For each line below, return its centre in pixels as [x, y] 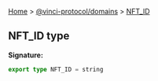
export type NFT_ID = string [56, 69]
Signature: [26, 55]
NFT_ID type [39, 36]
